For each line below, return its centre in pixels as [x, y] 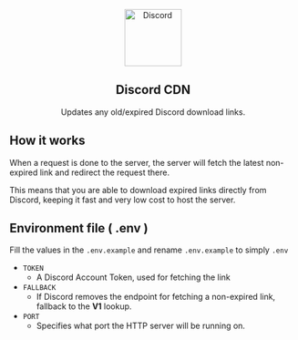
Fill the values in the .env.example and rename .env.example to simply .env [149, 250]
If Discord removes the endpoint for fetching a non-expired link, [156, 297]
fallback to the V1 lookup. [84, 306]
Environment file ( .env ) [79, 228]
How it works [47, 141]
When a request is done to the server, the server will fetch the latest [137, 162]
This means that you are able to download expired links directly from [138, 190]
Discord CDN [153, 90]
